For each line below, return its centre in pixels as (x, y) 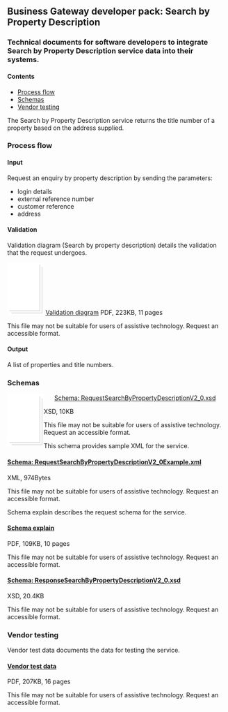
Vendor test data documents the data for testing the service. (94, 650)
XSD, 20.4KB (26, 595)
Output (18, 349)
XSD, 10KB (59, 412)
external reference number (56, 199)
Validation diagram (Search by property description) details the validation (112, 245)
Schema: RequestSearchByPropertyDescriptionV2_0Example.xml (104, 462)
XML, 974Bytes (29, 477)
